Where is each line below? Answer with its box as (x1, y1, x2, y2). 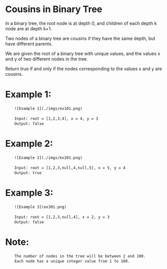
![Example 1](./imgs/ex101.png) (14, 106, 82, 111)
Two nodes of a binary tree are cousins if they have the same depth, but (5, 35, 155, 41)
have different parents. (5, 40, 53, 46)
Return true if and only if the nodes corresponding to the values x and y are (5, 66, 162, 72)
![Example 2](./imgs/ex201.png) (14, 155, 82, 160)
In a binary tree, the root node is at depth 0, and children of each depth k (5, 20, 157, 26)
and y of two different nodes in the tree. (5, 56, 89, 62)
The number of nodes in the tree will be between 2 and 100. (14, 253, 146, 258)
